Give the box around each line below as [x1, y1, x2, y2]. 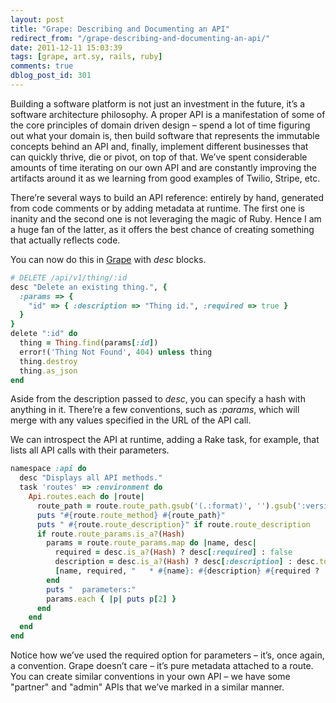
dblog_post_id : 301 [10, 71, 92, 81]
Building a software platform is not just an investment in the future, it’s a [10, 97, 306, 110]
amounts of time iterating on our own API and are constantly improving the [10, 161, 317, 173]
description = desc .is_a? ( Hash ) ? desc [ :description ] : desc [54, 557, 315, 567]
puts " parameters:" [46, 584, 137, 595]
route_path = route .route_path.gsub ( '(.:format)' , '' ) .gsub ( [36, 501, 298, 511]
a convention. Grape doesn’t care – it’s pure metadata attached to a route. [10, 660, 314, 671]
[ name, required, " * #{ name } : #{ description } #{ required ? [54, 566, 320, 576]
